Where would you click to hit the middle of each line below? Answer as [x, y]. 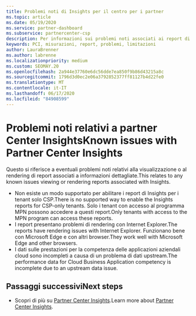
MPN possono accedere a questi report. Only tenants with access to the [101, 211]
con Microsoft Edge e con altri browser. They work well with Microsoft [99, 237]
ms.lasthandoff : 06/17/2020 [40, 93]
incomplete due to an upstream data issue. [66, 268]
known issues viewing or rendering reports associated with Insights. [88, 181]
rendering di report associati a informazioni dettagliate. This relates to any [94, 175]
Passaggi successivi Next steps [65, 286]
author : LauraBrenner [33, 50]
